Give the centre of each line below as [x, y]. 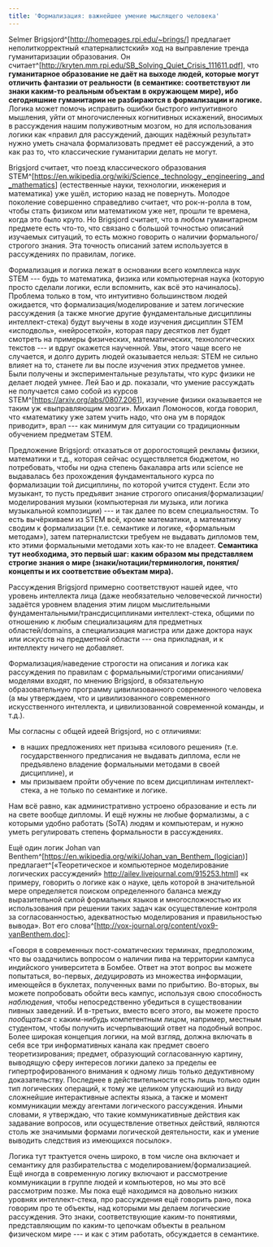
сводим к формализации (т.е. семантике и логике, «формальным [122, 528]
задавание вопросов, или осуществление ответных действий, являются [134, 1123]
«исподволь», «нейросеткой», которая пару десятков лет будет [120, 330]
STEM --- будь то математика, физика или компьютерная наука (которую [136, 279]
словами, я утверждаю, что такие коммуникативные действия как [124, 1114]
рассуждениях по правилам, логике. [72, 254]
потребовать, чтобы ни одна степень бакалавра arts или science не [126, 467]
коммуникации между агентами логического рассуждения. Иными [126, 1105]
